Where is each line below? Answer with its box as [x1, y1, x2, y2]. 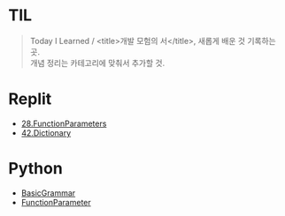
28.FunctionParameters [20, 118, 107, 129]
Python [8, 159, 63, 179]
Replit [8, 89, 52, 109]
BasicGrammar [20, 187, 76, 198]
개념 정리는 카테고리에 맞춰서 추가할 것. [29, 57, 166, 68]
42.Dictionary [20, 127, 72, 138]
